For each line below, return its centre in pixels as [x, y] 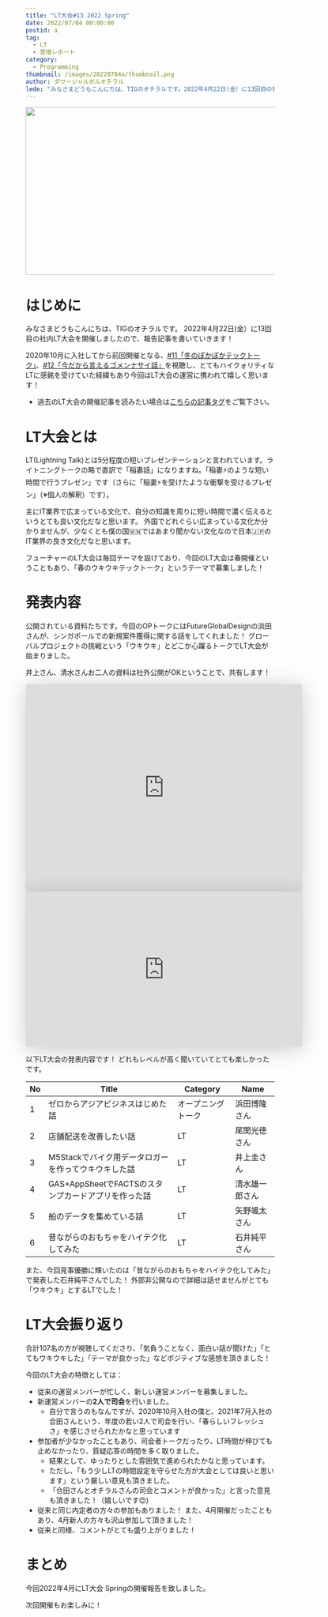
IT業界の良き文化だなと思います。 [81, 541]
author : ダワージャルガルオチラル [75, 81]
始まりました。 [50, 656]
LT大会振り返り [75, 1325]
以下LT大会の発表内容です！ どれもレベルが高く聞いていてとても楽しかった [148, 1059]
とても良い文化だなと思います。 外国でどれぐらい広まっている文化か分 [154, 522]
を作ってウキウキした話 [92, 1169]
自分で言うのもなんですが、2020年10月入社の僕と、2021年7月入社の [160, 1412]
